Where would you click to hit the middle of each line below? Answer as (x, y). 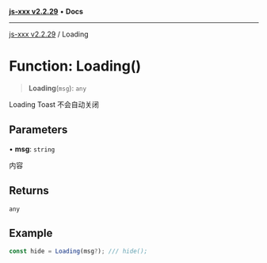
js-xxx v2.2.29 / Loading (49, 34)
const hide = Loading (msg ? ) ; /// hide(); (78, 252)
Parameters (38, 130)
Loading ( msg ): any (57, 88)
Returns (29, 191)
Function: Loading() (75, 66)
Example (31, 233)
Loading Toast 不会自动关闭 (54, 104)
